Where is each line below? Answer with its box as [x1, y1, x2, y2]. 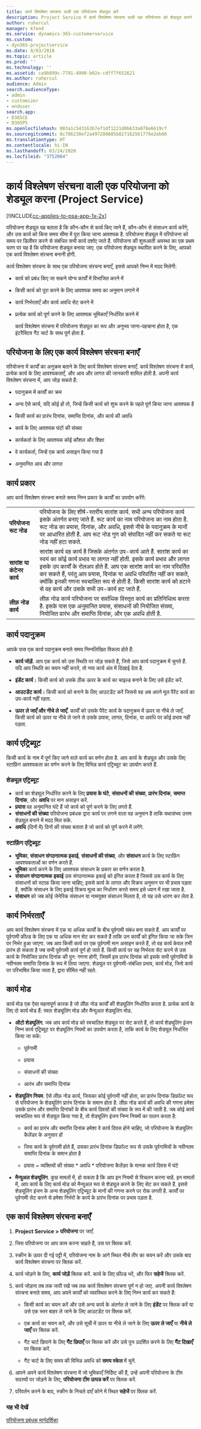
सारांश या [9, 558, 29, 567]
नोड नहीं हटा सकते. [39, 537, 82, 546]
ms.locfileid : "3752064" [6, 153, 68, 159]
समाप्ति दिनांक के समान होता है [23, 1150, 81, 1157]
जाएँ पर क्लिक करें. [23, 1326, 60, 1333]
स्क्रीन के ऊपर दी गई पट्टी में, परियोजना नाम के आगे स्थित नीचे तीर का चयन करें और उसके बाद [14, 1251, 191, 1258]
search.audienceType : [6, 87, 60, 93]
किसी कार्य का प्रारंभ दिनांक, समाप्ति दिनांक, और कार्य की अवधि [14, 412, 133, 419]
